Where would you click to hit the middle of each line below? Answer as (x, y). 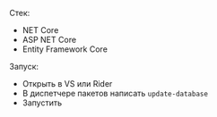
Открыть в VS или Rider (67, 84)
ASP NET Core (49, 40)
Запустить (42, 103)
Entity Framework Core (65, 49)
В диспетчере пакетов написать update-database (115, 93)
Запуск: (24, 67)
